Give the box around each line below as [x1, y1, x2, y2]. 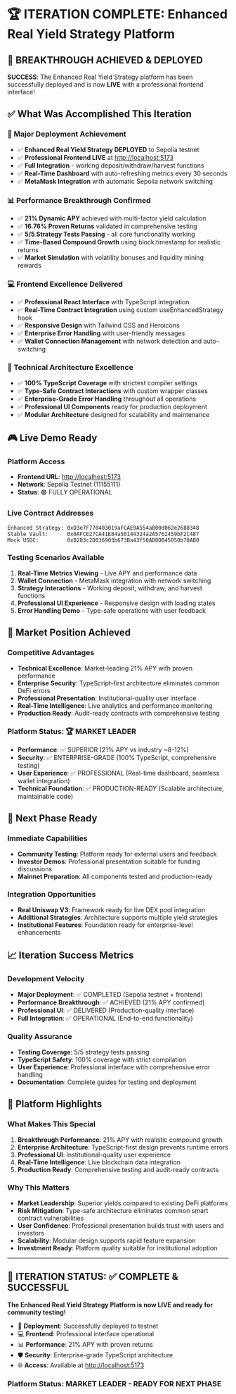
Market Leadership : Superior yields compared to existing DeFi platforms [17, 1199, 228, 1207]
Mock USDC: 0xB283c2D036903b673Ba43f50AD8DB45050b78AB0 [7, 537, 199, 544]
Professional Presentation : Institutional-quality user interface [17, 694, 197, 702]
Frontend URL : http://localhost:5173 [17, 473, 122, 481]
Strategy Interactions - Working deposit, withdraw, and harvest [17, 583, 202, 592]
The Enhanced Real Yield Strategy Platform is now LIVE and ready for [7, 1300, 213, 1309]
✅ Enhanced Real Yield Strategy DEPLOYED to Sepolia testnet [17, 145, 199, 154]
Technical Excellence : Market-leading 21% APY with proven [17, 664, 193, 672]
